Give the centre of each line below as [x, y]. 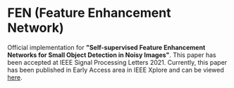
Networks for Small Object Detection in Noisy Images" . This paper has [112, 55]
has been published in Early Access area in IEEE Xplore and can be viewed [116, 70]
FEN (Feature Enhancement [89, 13]
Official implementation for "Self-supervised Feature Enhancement [106, 47]
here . [15, 77]
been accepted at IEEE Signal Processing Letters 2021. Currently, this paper [117, 62]
